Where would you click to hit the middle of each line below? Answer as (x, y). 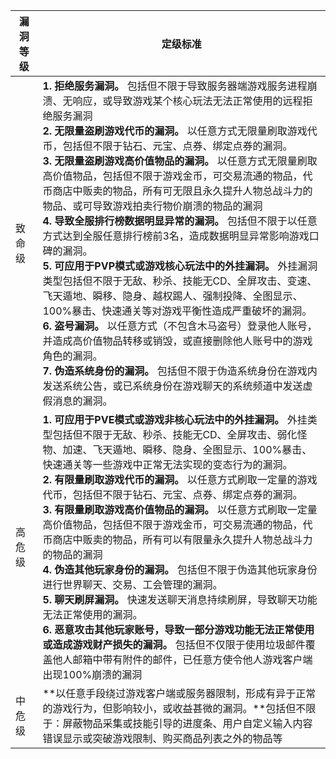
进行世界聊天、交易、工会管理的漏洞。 (132, 584)
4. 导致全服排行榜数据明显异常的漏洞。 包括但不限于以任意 (180, 221)
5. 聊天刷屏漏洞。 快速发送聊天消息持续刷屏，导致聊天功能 (180, 599)
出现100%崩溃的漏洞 (92, 674)
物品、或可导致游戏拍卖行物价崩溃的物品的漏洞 (152, 206)
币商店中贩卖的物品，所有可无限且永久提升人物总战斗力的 (177, 191)
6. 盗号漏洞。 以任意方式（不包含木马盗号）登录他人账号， (180, 326)
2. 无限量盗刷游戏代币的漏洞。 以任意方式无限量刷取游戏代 (180, 131)
